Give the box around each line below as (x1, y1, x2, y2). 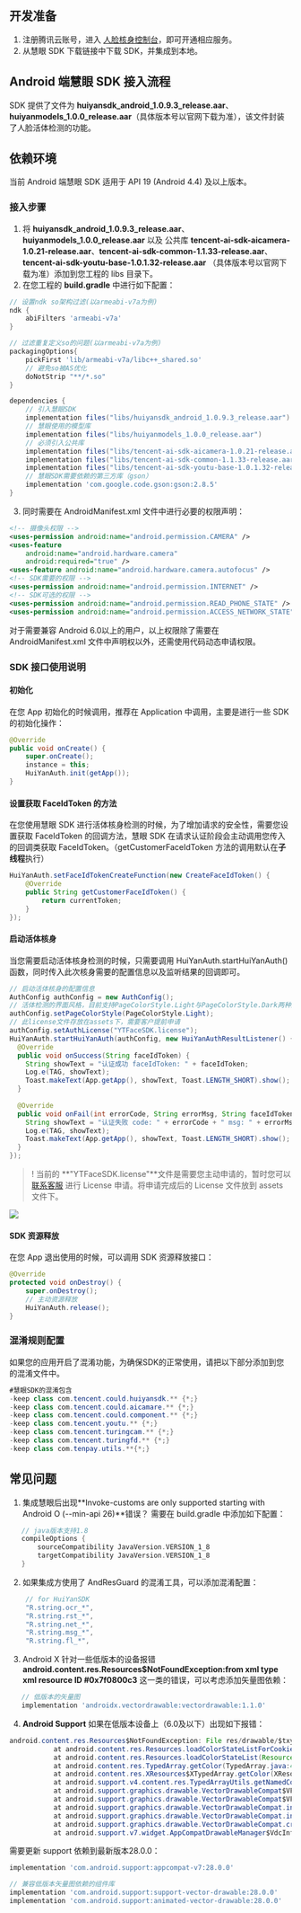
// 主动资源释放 (25, 1295, 78, 1304)
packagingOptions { (9, 347, 78, 357)
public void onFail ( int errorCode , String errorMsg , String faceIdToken (17, 1109, 295, 1119)
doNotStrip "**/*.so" (25, 372, 106, 381)
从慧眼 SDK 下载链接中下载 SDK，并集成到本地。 (21, 45, 203, 56)
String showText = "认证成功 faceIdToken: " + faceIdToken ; (25, 1059, 249, 1068)
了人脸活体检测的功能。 (9, 122, 96, 133)
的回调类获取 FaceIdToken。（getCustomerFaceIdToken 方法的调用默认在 (9, 842, 279, 853)
